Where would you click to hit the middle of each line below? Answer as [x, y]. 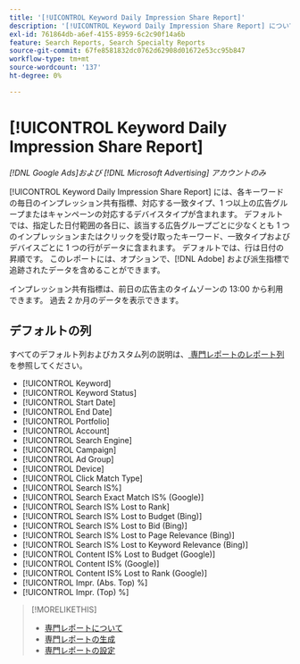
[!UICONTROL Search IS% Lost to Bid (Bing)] [104, 525]
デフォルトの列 [50, 331]
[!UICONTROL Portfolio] [66, 421]
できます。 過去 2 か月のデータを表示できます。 [96, 299]
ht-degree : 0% [36, 76]
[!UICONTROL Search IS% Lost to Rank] [96, 507]
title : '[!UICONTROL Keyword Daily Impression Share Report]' [127, 17]
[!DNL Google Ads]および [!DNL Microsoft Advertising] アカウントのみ [137, 172]
